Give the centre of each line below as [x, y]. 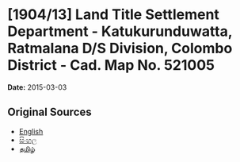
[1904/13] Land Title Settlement [113, 15]
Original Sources [50, 112]
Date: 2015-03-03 [37, 87]
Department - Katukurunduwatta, [120, 31]
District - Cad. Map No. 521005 [111, 66]
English [31, 131]
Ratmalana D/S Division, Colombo [120, 48]
